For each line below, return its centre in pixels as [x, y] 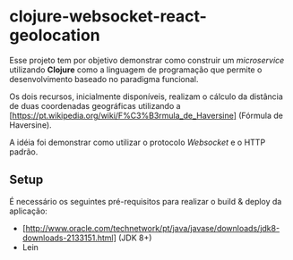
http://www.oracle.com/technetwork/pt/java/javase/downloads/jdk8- [153, 228]
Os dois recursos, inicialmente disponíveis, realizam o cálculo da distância [146, 96]
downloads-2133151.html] [69, 238]
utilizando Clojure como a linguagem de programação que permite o [136, 70]
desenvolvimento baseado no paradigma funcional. [104, 79]
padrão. [24, 151]
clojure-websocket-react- [108, 17]
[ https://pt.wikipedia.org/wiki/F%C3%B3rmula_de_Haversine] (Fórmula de [146, 115]
